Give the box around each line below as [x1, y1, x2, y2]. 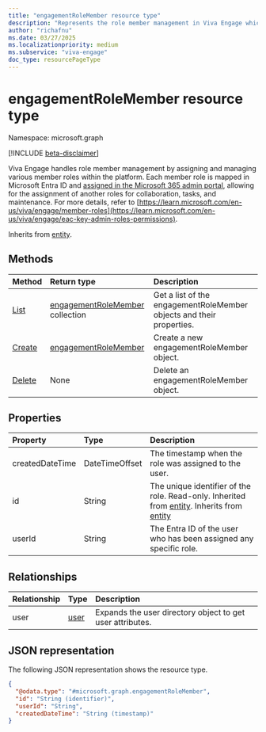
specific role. [150, 543, 198, 555]
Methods [8, 253, 54, 266]
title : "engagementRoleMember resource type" [8, 11, 161, 20]
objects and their [153, 309, 216, 320]
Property [12, 435, 47, 446]
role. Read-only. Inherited [150, 490, 246, 501]
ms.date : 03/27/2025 [8, 33, 77, 42]
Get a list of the [153, 289, 211, 300]
